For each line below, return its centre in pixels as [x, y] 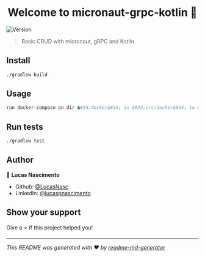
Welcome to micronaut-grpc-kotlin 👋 [103, 13]
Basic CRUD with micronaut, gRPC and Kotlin [78, 41]
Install [18, 61]
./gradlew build [27, 75]
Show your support [44, 213]
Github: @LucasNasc [42, 187]
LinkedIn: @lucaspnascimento [53, 193]
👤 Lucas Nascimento [33, 174]
